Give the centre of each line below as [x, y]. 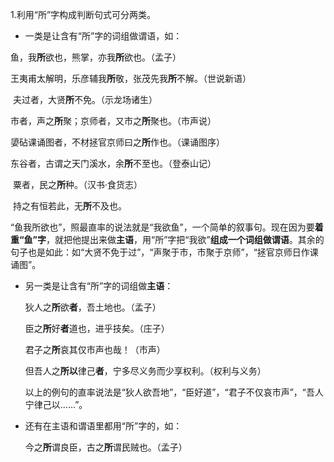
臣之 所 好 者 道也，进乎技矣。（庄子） [97, 328]
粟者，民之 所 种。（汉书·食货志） [77, 184]
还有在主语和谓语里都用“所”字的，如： [103, 426]
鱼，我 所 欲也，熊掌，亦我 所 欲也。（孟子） [96, 57]
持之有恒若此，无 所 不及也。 [69, 206]
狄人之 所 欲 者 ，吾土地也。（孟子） [93, 307]
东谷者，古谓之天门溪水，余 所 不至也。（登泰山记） [113, 163]
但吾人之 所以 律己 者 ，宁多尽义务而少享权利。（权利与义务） [145, 371]
